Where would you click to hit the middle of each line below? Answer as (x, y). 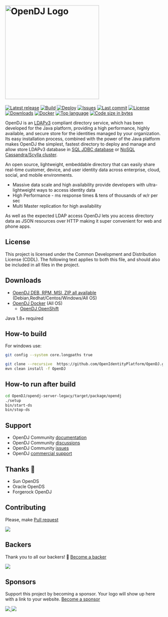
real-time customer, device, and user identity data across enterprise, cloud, (83, 170)
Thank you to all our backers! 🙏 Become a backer (56, 557)
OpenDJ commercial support (42, 453)
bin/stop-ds (17, 410)
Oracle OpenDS (28, 486)
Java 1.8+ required (24, 318)
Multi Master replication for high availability (57, 206)
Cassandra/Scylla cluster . (31, 155)
